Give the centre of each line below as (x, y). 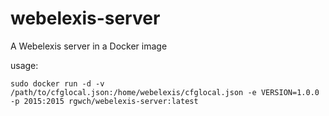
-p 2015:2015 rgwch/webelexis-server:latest (104, 101)
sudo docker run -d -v (57, 83)
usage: (24, 65)
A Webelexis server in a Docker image (89, 46)
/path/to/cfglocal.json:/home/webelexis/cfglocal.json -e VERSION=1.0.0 (165, 92)
